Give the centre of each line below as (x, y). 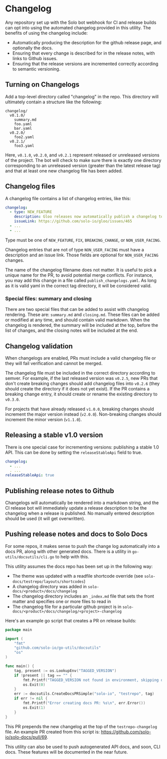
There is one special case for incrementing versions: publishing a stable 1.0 (82, 447)
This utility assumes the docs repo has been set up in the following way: (79, 566)
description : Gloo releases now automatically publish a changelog (85, 217)
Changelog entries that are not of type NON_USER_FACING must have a (75, 249)
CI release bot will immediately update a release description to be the (76, 508)
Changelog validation (39, 346)
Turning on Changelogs (42, 85)
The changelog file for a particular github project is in (67, 607)
